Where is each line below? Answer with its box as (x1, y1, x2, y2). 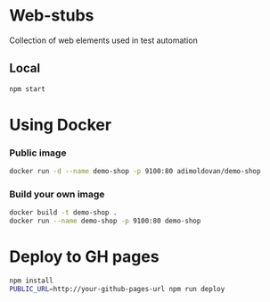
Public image (9, 147, 67, 159)
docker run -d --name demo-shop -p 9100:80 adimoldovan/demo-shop (9, 167, 261, 176)
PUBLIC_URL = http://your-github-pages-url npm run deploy (9, 284, 225, 293)
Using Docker (9, 114, 112, 135)
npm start (9, 84, 46, 94)
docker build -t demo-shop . (9, 208, 118, 217)
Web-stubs (9, 5, 94, 26)
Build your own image (9, 188, 105, 200)
